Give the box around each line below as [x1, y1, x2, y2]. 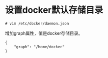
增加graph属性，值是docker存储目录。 [5, 30, 83, 36]
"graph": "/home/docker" [14, 44, 65, 49]
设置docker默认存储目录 [5, 4, 103, 16]
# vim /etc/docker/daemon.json [5, 21, 69, 26]
